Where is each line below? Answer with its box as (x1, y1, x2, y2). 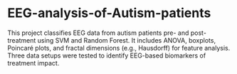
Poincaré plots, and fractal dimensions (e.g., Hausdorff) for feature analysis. (7, 43, 231, 52)
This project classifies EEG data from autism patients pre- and (7, 28, 189, 37)
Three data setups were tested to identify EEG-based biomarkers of (7, 51, 206, 60)
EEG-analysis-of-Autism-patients (7, 5, 211, 21)
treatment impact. (7, 58, 60, 67)
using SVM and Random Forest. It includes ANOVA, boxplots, (37, 36, 216, 44)
